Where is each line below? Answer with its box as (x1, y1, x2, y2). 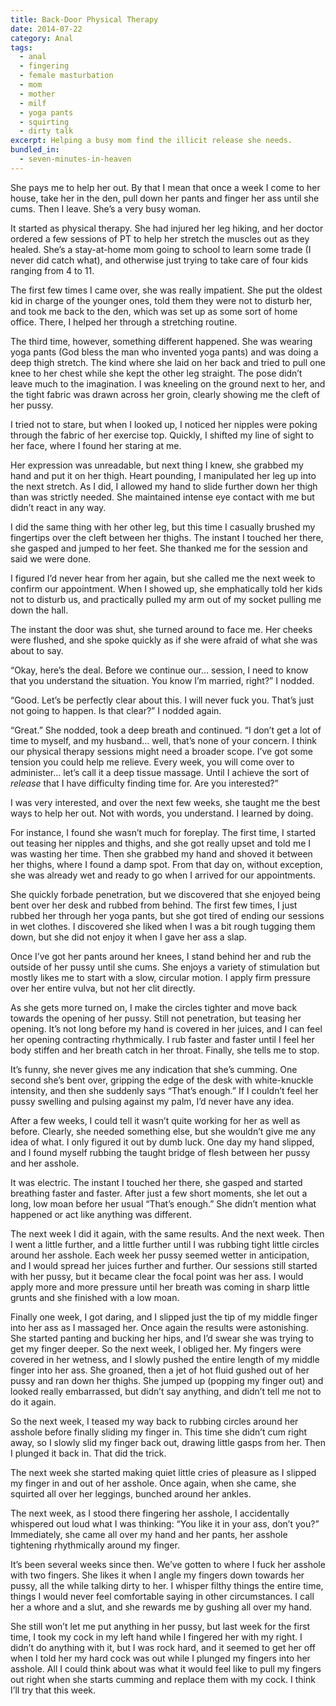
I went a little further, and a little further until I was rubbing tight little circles (10, 1238, 320, 1250)
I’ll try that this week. (10, 1684, 97, 1696)
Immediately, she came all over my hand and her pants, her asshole (10, 1528, 288, 1540)
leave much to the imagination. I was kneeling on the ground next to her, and (10, 377, 326, 390)
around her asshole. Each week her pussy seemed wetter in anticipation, (10, 1249, 310, 1261)
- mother (19, 89, 56, 99)
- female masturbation (19, 71, 114, 81)
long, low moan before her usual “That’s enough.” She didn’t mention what (10, 1197, 317, 1210)
